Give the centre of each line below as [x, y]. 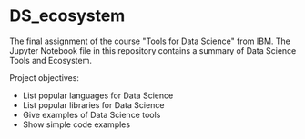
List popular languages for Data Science [98, 95]
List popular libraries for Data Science [93, 104]
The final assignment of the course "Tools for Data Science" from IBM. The [150, 41]
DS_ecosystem [67, 16]
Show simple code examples [76, 124]
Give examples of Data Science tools [91, 114]
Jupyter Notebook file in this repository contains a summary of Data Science [153, 50]
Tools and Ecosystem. [51, 60]
